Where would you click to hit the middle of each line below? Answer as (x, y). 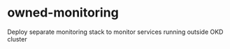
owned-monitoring (63, 13)
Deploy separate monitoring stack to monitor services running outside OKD (115, 32)
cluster (17, 39)
